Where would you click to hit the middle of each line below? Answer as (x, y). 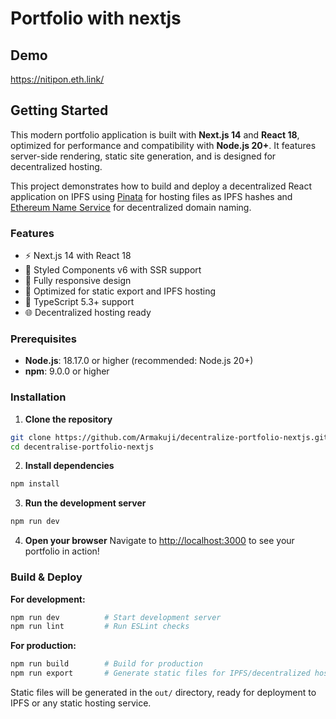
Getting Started (59, 110)
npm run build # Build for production (106, 664)
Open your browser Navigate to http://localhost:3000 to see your (159, 541)
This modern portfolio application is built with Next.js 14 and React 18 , (155, 134)
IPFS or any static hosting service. (81, 703)
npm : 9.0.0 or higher (67, 371)
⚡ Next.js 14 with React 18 (78, 256)
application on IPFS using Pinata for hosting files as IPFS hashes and (151, 196)
